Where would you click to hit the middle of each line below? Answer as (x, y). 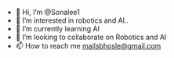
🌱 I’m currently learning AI (58, 29)
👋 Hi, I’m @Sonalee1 (47, 12)
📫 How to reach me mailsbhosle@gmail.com (88, 46)
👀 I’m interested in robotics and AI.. (72, 20)
